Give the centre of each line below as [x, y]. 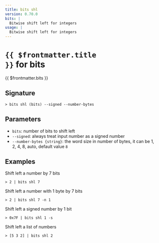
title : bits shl [21, 9]
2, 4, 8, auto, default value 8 [40, 146]
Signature [20, 93]
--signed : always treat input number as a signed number [68, 136]
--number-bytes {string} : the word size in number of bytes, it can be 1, [83, 141]
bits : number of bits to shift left [43, 131]
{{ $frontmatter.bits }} [27, 78]
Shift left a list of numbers [31, 227]
